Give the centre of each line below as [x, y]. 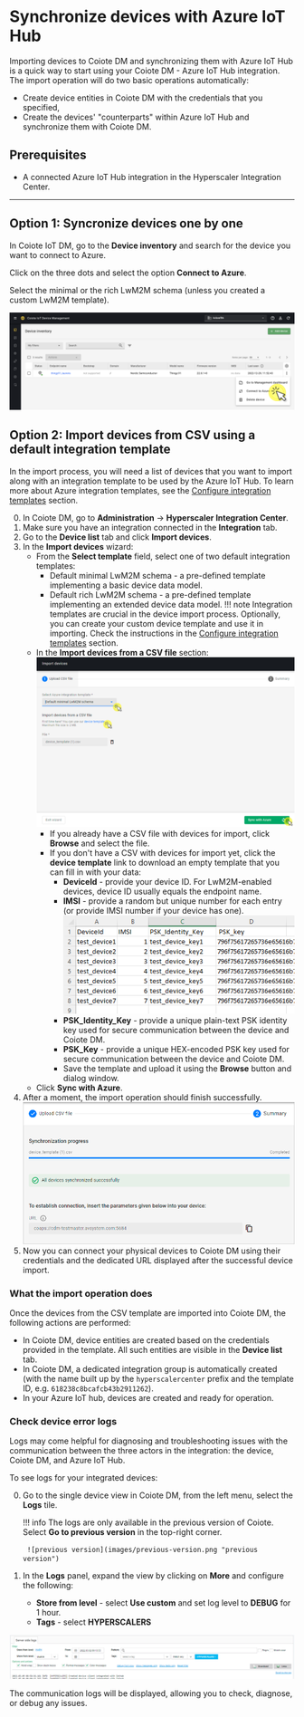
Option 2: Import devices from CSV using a [133, 435]
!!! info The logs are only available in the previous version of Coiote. [148, 1522]
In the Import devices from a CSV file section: [123, 652]
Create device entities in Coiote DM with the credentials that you [142, 98]
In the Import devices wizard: [78, 546]
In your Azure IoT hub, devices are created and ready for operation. [148, 1398]
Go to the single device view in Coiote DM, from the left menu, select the [158, 1495]
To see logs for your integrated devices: [84, 1478]
